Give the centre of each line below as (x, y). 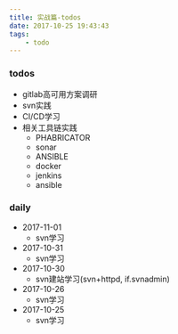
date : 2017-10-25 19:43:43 (59, 26)
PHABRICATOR (63, 137)
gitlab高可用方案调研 (60, 94)
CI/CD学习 (41, 116)
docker (49, 166)
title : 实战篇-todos (45, 17)
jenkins (49, 175)
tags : (19, 34)
